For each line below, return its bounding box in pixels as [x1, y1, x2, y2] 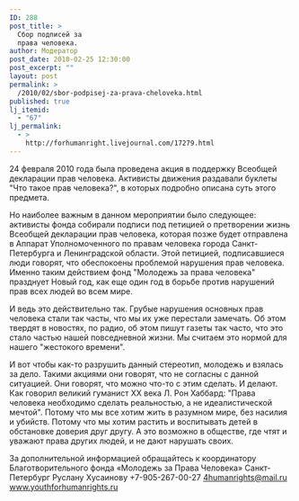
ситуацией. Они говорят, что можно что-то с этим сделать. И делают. [9, 378, 278, 389]
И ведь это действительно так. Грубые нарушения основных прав [9, 303, 264, 314]
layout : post [9, 72, 58, 81]
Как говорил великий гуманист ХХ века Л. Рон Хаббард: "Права [9, 388, 256, 398]
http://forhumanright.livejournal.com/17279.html [25, 139, 215, 148]
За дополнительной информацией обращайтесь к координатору [9, 452, 257, 463]
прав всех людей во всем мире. [9, 285, 133, 297]
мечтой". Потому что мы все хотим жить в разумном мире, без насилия [9, 407, 288, 417]
